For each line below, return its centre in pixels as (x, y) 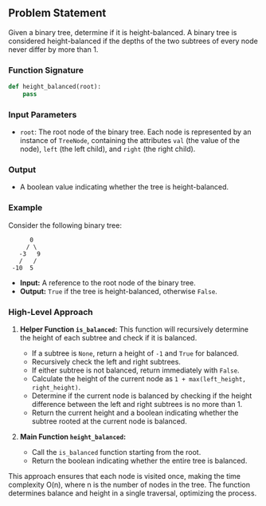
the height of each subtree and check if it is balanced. (108, 338)
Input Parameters (43, 114)
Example (25, 208)
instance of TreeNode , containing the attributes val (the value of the (130, 141)
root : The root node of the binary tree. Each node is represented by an (135, 132)
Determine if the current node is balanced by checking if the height (142, 396)
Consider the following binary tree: (65, 225)
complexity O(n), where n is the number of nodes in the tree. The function (129, 485)
